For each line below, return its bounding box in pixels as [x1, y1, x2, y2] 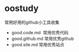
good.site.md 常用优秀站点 [11, 41, 65, 47]
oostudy [4, 3, 39, 14]
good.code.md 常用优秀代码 [11, 29, 68, 35]
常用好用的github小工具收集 [4, 19, 60, 25]
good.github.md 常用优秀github [11, 36, 74, 41]
